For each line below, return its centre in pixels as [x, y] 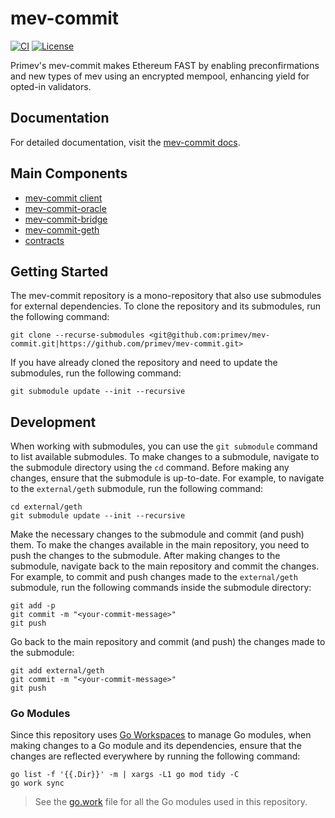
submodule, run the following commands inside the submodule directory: [161, 588]
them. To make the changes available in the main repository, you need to [160, 545]
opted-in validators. [51, 86]
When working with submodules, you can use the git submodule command [164, 446]
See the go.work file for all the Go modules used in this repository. [171, 802]
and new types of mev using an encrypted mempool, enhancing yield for [160, 76]
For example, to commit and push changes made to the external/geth [154, 577]
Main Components [69, 173]
